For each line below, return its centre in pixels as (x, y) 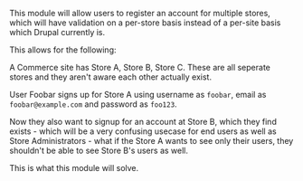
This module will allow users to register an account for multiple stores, (140, 13)
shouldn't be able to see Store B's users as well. (99, 150)
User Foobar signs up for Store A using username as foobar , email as (138, 95)
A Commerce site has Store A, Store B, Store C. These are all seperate (140, 67)
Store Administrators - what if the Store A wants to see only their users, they (151, 141)
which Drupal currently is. (57, 32)
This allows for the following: (63, 50)
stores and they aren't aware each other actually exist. (111, 77)
